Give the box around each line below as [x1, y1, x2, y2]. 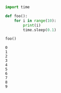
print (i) [23, 23, 41, 28]
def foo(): [5, 13, 28, 18]
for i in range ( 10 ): [14, 18, 57, 23]
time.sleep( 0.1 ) [23, 27, 57, 32]
